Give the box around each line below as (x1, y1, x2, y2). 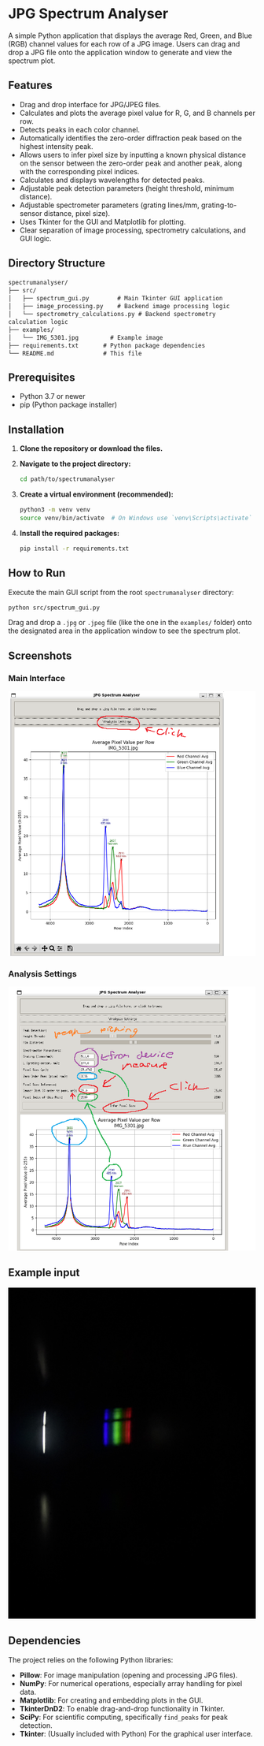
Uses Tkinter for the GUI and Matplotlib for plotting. (19, 217, 186, 226)
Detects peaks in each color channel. (19, 125, 140, 134)
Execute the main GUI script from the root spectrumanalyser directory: (8, 587, 234, 597)
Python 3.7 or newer (19, 392, 86, 401)
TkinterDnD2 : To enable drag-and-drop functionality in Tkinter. (19, 1703, 225, 1713)
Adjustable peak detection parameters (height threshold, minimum (19, 183, 234, 193)
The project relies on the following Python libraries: (8, 1655, 174, 1664)
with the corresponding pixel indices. (19, 166, 140, 176)
